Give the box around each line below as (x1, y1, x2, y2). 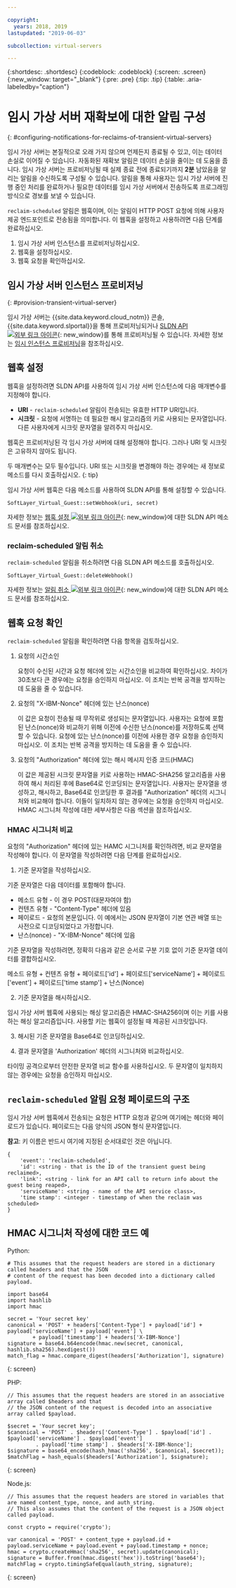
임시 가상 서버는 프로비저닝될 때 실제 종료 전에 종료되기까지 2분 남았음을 (22, 165, 219, 174)
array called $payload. (7, 1410, 77, 1417)
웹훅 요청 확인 (7, 617, 63, 629)
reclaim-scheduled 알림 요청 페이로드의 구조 (7, 1093, 190, 1105)
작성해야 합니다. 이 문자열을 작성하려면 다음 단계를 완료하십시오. (7, 851, 182, 859)
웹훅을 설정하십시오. (17, 248, 72, 257)
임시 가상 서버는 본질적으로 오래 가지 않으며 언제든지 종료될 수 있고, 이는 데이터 (7, 148, 223, 156)
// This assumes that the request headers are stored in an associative (7, 1392, 225, 1399)
